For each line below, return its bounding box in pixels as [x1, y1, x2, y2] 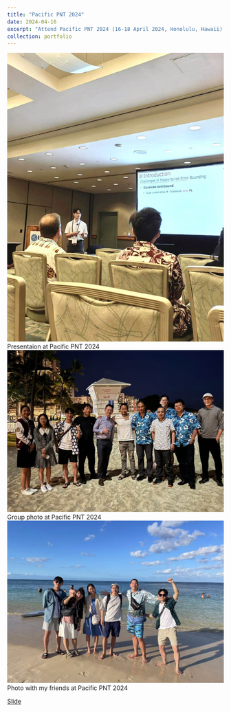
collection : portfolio [7, 33, 72, 40]
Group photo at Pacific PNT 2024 [7, 513, 102, 522]
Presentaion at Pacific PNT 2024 [7, 342, 100, 351]
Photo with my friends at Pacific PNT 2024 [7, 684, 129, 692]
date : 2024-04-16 [7, 18, 57, 25]
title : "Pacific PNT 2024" [7, 11, 85, 18]
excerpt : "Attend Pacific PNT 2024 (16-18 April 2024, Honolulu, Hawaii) [7, 25, 223, 32]
